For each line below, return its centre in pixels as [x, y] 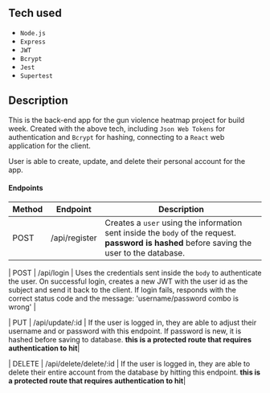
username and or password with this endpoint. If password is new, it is [125, 331]
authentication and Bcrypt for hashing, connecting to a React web [117, 137]
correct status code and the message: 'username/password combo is [124, 298]
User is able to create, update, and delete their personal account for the [127, 161]
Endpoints [26, 188]
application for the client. [49, 145]
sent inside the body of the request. [171, 232]
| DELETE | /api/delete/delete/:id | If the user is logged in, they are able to [129, 363]
